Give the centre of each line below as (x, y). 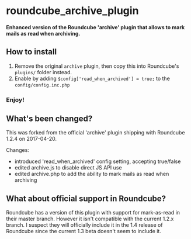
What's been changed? (49, 118)
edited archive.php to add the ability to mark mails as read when (92, 174)
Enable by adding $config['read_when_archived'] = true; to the (92, 78)
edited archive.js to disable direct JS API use (68, 168)
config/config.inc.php (42, 85)
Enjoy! (15, 99)
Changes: (18, 150)
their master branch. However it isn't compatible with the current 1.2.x (90, 219)
